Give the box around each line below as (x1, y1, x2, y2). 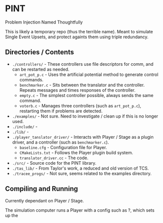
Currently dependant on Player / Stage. (5, 198, 84, 203)
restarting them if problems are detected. (19, 108, 103, 114)
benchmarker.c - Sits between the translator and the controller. (19, 82, 145, 88)
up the (5, 212, 18, 218)
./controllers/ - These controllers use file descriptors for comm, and (12, 61, 154, 67)
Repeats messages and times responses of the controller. (19, 87, 136, 93)
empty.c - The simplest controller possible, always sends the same (19, 92, 154, 98)
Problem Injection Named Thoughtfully (5, 19, 83, 25)
